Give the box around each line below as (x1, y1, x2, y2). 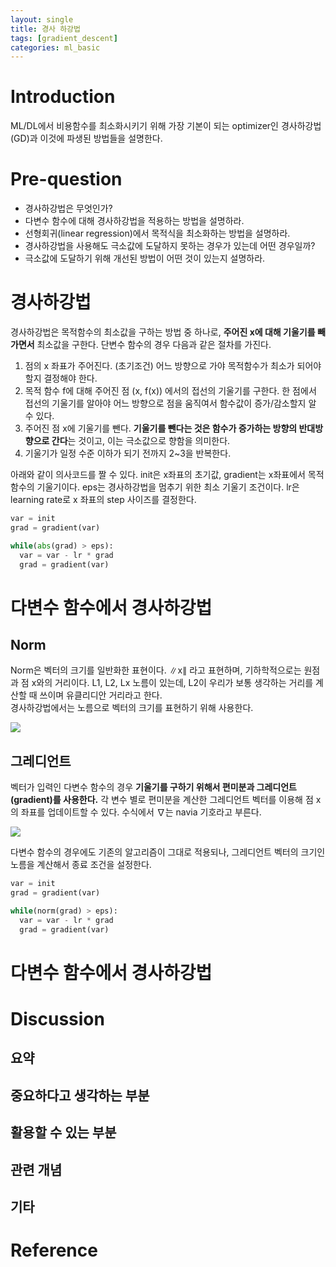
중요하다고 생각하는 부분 (10, 1087, 150, 1104)
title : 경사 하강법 (10, 24, 81, 34)
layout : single (10, 14, 74, 25)
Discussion (10, 1008, 105, 1030)
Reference (10, 1239, 98, 1262)
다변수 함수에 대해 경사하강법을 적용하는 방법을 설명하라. (24, 215, 245, 227)
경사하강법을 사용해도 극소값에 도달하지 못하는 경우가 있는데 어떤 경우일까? (24, 240, 316, 252)
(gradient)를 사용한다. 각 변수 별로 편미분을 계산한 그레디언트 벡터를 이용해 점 (10, 794, 314, 806)
